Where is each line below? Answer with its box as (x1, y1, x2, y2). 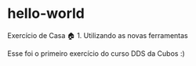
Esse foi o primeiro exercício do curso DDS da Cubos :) (7, 48, 185, 58)
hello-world (7, 5, 85, 23)
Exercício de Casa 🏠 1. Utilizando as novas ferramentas (7, 30, 189, 40)
